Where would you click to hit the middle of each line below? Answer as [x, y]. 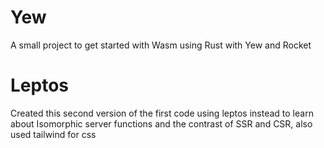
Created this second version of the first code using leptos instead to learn [162, 113]
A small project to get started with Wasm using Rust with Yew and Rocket [161, 45]
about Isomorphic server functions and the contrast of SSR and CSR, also [161, 123]
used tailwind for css [53, 134]
